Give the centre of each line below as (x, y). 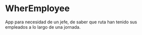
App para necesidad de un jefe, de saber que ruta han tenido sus (71, 22)
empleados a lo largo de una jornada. (43, 27)
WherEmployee (37, 9)
